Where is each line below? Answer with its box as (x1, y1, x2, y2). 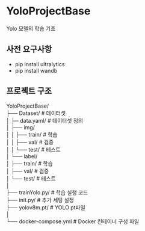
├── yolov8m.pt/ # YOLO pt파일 (6, 203, 85, 211)
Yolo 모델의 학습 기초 (6, 25, 56, 32)
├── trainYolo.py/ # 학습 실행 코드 (6, 188, 88, 196)
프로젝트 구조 (6, 86, 52, 96)
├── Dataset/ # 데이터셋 (6, 109, 66, 117)
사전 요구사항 (6, 44, 52, 55)
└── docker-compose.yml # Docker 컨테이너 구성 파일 (6, 218, 140, 225)
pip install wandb (14, 67, 58, 74)
